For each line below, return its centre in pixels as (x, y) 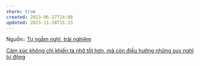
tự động (16, 57)
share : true (21, 11)
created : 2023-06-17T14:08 (40, 17)
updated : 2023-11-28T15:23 (40, 22)
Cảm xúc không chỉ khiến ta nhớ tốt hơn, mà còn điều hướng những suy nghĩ (100, 51)
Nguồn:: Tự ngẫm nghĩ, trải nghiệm (49, 39)
